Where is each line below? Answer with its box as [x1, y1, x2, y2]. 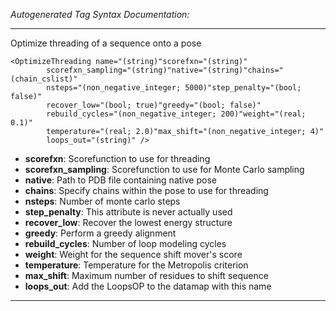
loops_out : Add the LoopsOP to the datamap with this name [24, 280, 272, 292]
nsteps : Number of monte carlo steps [24, 195, 181, 207]
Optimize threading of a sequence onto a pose [10, 37, 202, 49]
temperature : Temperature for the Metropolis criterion [24, 259, 249, 271]
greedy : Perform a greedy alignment [24, 227, 177, 239]
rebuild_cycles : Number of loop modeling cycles [24, 238, 227, 249]
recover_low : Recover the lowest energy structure [24, 217, 233, 228]
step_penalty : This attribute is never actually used [24, 206, 233, 218]
